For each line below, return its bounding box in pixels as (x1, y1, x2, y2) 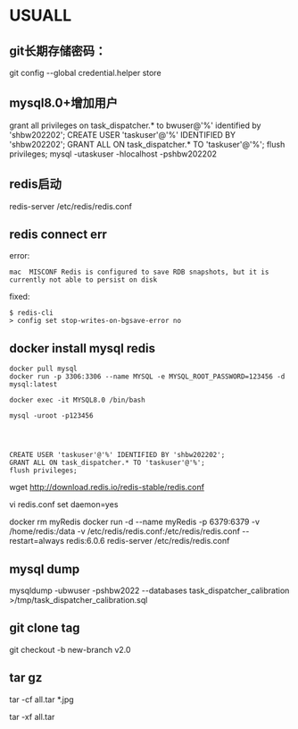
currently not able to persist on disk (9, 275, 158, 284)
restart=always (9, 536, 65, 547)
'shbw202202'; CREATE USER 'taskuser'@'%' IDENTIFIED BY (9, 129, 236, 140)
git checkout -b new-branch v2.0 (9, 644, 131, 655)
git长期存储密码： (9, 43, 107, 58)
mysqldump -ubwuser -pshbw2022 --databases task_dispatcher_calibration (9, 585, 290, 596)
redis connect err (9, 227, 107, 242)
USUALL (9, 5, 72, 26)
